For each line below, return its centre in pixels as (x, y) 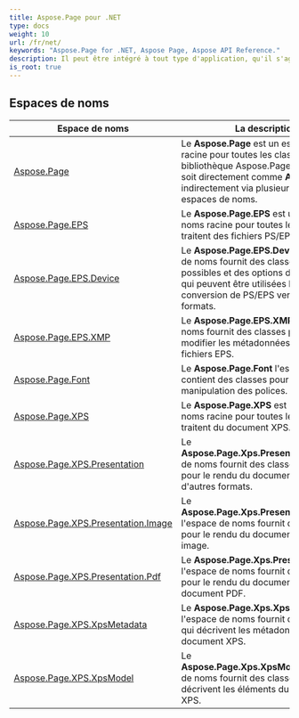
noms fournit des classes (234, 331)
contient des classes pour (235, 379)
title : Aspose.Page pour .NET (65, 17)
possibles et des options (232, 273)
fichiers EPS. (207, 354)
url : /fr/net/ (36, 42)
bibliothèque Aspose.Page (236, 166)
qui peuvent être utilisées (234, 283)
